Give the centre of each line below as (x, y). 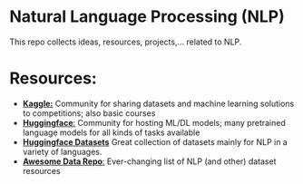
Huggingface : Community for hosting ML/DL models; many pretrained (154, 122)
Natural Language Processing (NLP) (147, 17)
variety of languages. (62, 151)
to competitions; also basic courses (89, 113)
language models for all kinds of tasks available (111, 132)
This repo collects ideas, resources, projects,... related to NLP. (126, 42)
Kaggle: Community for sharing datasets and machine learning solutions (158, 103)
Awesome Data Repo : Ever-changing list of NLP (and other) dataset (149, 161)
